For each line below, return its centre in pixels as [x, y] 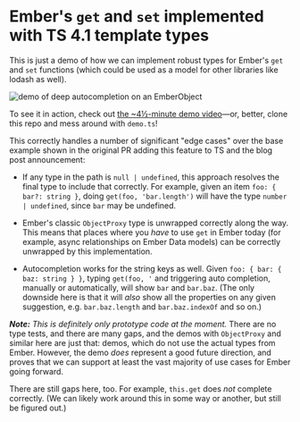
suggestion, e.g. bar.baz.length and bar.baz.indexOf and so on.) [142, 307]
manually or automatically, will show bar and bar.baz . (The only [138, 287]
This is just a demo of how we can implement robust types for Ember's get [146, 60]
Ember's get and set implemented [137, 17]
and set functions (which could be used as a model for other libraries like [144, 70]
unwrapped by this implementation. [87, 251]
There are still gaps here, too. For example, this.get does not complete [141, 388]
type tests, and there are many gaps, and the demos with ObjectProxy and [145, 333]
